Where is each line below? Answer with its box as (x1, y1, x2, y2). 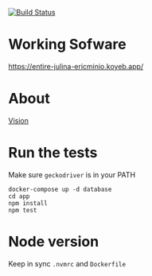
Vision (8, 115, 29, 125)
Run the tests (8, 144, 98, 162)
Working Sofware (8, 36, 127, 53)
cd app (8, 192, 30, 200)
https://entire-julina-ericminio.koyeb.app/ (8, 61, 144, 71)
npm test (8, 206, 37, 214)
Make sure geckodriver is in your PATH (8, 169, 136, 179)
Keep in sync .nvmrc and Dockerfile (8, 259, 126, 268)
